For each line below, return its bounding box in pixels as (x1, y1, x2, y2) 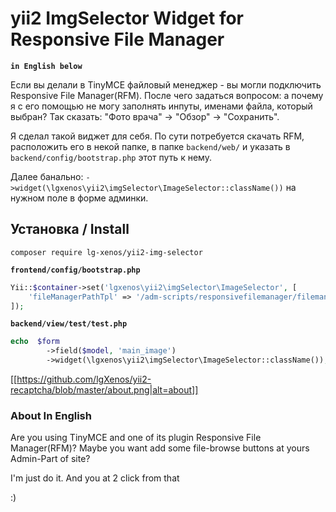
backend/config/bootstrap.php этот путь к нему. (10, 151, 212, 163)
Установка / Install (10, 221, 130, 238)
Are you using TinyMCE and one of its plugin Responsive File (10, 432, 262, 444)
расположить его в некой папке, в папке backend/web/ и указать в (10, 140, 291, 152)
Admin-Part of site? (10, 453, 91, 465)
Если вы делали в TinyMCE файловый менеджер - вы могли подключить (10, 78, 322, 91)
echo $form (10, 337, 60, 347)
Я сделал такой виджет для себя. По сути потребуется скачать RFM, (10, 130, 305, 142)
